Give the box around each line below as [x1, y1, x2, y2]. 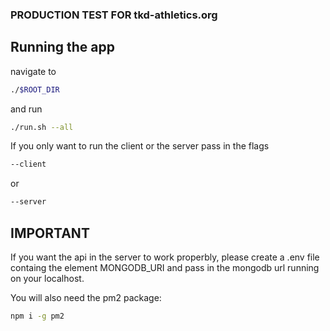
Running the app [10, 39, 115, 56]
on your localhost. [10, 273, 85, 285]
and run [10, 103, 43, 115]
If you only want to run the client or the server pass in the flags [10, 140, 270, 152]
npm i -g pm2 [10, 311, 65, 322]
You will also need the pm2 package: [10, 292, 162, 304]
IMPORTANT [10, 224, 90, 242]
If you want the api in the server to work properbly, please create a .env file [10, 251, 320, 263]
